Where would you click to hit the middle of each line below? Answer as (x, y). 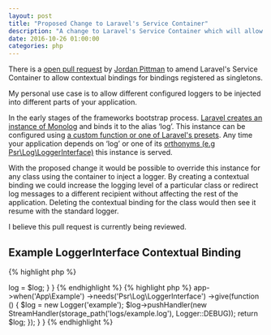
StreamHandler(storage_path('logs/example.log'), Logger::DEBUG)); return (133, 313)
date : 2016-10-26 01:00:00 (54, 39)
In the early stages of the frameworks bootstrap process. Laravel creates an (135, 118)
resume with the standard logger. (64, 211)
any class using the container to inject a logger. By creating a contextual (129, 177)
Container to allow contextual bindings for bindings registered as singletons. (136, 78)
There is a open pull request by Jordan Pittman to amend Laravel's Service (133, 69)
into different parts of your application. (73, 102)
